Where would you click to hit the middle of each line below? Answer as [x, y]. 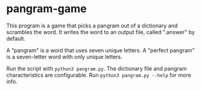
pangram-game [46, 9]
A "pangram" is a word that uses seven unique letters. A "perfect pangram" [101, 50]
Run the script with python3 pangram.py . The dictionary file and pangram [97, 68]
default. [16, 38]
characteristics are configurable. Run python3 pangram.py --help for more [99, 75]
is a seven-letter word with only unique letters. [64, 57]
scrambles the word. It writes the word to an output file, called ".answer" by [101, 32]
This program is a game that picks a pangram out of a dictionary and [92, 26]
